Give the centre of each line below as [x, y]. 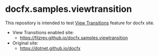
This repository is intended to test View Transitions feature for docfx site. [80, 23]
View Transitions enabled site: [43, 32]
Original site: [25, 43]
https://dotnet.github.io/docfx [50, 48]
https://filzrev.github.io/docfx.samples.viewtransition [74, 38]
